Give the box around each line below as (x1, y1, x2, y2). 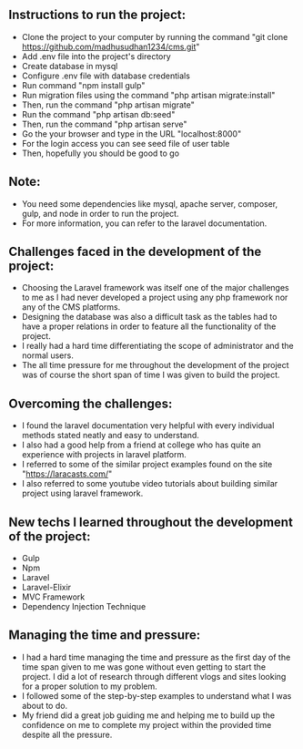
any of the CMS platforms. (21, 302, 121, 313)
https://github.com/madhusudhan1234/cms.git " (21, 41, 200, 52)
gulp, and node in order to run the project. (21, 208, 179, 219)
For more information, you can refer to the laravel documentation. (21, 218, 268, 229)
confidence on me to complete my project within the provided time (21, 719, 272, 730)
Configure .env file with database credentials (21, 70, 190, 81)
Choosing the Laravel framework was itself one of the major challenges (21, 282, 289, 293)
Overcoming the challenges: (8, 395, 173, 411)
